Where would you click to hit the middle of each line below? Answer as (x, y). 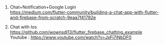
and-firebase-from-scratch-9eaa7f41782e (53, 17)
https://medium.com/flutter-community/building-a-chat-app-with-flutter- (84, 12)
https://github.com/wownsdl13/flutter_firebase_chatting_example (76, 32)
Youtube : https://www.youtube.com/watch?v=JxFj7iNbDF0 (71, 37)
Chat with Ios (23, 27)
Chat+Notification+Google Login (43, 7)
